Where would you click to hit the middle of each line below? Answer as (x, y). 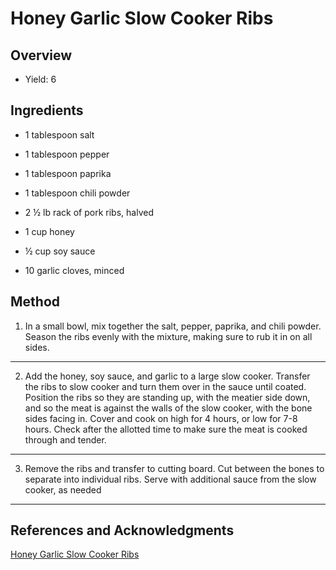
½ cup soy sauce (60, 251)
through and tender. (65, 439)
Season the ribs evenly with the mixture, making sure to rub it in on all (168, 336)
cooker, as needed (63, 489)
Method (35, 302)
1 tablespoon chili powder (77, 193)
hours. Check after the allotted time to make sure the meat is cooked (166, 429)
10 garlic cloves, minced (74, 270)
